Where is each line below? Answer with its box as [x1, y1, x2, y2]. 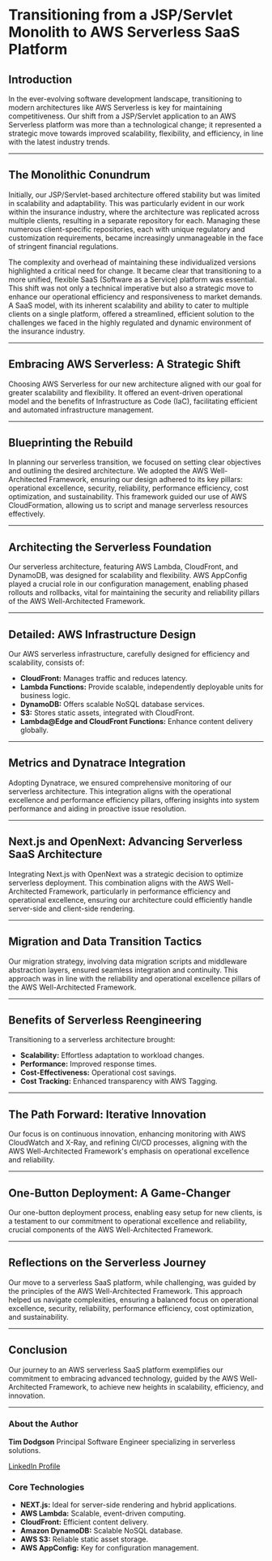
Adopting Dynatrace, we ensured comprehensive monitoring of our [8, 778, 232, 787]
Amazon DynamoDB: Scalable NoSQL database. [19, 1526, 184, 1536]
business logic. [19, 691, 71, 701]
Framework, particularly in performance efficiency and [49, 886, 231, 896]
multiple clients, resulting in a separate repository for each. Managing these [8, 215, 261, 225]
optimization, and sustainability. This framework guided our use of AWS [8, 492, 247, 502]
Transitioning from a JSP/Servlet [8, 6, 233, 24]
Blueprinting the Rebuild [8, 436, 134, 450]
